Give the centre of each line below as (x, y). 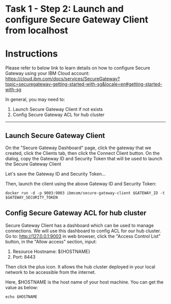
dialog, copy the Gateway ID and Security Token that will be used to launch (84, 158)
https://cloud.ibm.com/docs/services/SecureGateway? (63, 79)
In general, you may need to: (35, 99)
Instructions (32, 54)
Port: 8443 (24, 257)
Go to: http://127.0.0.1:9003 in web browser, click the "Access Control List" (83, 236)
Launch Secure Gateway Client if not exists (58, 109)
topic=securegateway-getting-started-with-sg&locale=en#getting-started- (84, 84)
